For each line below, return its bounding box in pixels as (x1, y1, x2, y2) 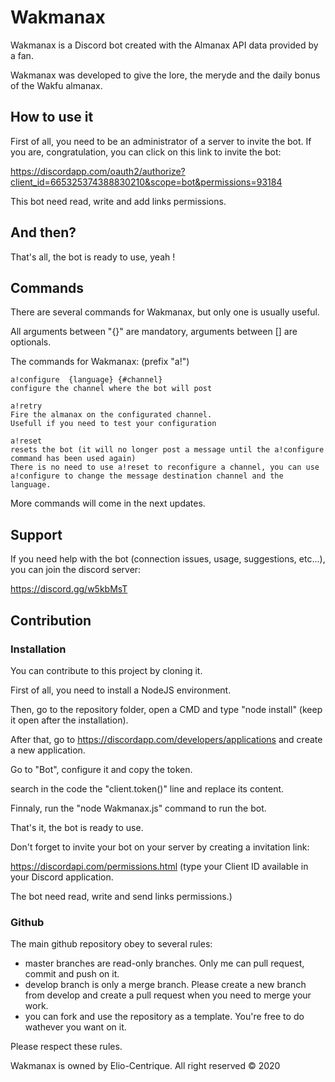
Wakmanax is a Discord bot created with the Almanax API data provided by (10, 39, 319, 51)
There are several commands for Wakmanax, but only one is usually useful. (10, 306, 320, 318)
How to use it (10, 109, 94, 126)
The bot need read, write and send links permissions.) (10, 890, 233, 902)
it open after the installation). (10, 714, 129, 726)
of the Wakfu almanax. (10, 79, 103, 91)
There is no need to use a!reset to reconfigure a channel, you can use (10, 462, 320, 473)
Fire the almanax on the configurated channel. (10, 410, 213, 420)
